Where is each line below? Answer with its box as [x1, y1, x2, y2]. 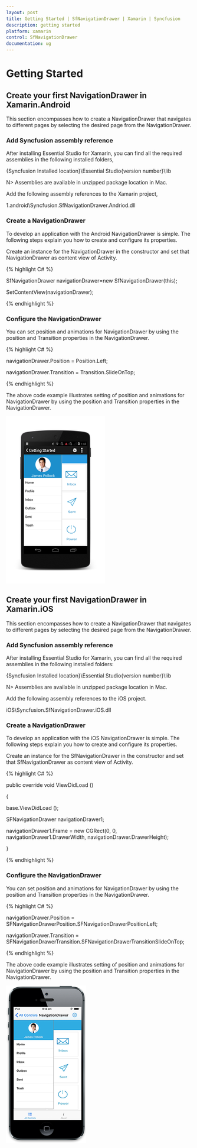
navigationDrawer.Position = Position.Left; [6, 357, 108, 364]
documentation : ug [6, 41, 51, 47]
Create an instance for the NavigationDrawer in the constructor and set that [6, 248, 190, 255]
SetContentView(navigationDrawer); [6, 288, 94, 296]
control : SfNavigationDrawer [6, 34, 78, 41]
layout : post [6, 9, 38, 15]
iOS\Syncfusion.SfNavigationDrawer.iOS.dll [6, 706, 111, 714]
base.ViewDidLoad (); [6, 805, 59, 812]
